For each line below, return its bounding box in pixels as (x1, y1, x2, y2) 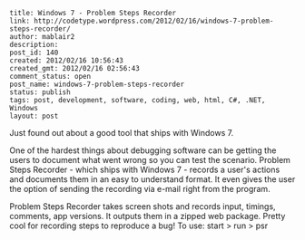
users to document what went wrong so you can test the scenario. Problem (9, 155, 290, 165)
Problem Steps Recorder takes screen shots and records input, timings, (9, 201, 276, 212)
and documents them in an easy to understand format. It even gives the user (9, 174, 296, 185)
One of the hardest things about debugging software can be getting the (9, 145, 277, 156)
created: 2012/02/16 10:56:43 (9, 56, 124, 65)
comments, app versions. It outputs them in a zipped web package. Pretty (9, 211, 286, 221)
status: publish (9, 88, 71, 97)
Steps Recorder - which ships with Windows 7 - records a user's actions (9, 164, 280, 175)
